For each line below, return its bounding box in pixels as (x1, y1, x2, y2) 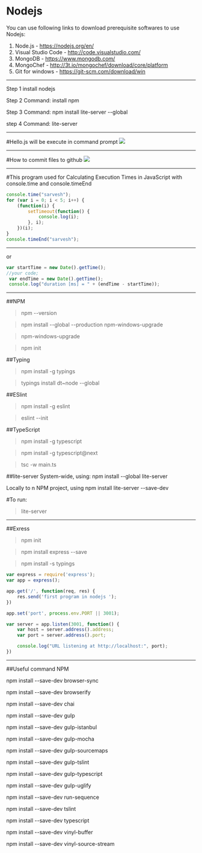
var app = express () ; (6, 577, 61, 583)
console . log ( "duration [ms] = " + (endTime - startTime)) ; (8, 281, 161, 287)
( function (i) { (17, 203, 55, 209)
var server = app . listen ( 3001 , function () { (6, 621, 120, 627)
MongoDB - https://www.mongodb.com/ (14, 55, 115, 62)
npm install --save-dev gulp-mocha (6, 735, 94, 742)
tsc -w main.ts (20, 461, 57, 468)
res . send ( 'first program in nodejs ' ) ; (17, 594, 117, 600)
